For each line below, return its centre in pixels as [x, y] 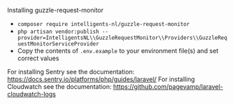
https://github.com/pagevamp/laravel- [168, 86]
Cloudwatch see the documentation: [59, 86]
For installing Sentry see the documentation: [71, 72]
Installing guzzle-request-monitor [55, 10]
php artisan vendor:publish [58, 31]
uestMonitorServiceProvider [58, 44]
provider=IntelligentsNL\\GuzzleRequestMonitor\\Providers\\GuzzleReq [122, 38]
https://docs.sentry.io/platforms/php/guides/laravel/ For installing [101, 79]
